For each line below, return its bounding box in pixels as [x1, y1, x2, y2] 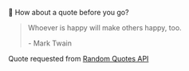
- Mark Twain [27, 38, 72, 48]
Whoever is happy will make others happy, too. [27, 23, 182, 32]
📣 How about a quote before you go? [8, 8, 129, 17]
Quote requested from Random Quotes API [8, 54, 149, 63]
